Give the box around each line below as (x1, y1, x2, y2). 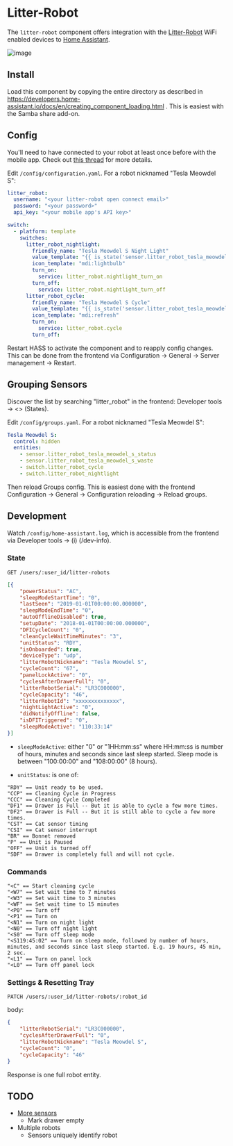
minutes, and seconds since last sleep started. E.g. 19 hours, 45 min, (7, 943, 222, 951)
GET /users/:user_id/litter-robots (7, 569, 110, 576)
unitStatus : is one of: (17, 770, 79, 779)
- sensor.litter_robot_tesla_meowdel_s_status (19, 451, 157, 458)
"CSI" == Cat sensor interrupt (7, 827, 98, 833)
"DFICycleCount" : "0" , (19, 626, 85, 633)
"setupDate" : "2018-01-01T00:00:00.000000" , (19, 620, 150, 627)
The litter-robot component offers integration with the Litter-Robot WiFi (7, 28, 217, 36)
